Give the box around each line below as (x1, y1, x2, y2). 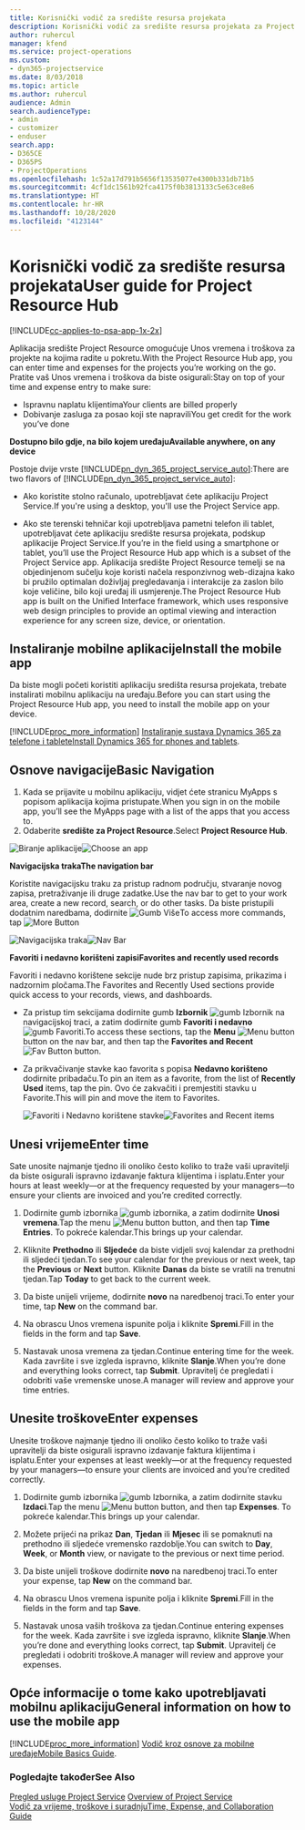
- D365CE (9, 149, 43, 158)
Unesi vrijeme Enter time (9, 1136, 149, 1152)
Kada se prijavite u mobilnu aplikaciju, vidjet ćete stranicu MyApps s (22, 786, 278, 797)
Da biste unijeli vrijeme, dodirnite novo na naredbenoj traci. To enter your (22, 1291, 295, 1301)
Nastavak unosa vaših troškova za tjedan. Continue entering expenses (22, 1619, 284, 1631)
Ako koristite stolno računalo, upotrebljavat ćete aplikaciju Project (22, 490, 269, 501)
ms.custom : (9, 56, 51, 65)
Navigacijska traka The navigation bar (9, 860, 154, 871)
